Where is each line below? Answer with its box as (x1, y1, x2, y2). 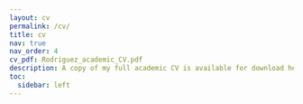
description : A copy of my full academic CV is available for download (9, 64, 284, 73)
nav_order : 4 (9, 47, 59, 56)
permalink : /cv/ (9, 22, 70, 31)
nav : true (9, 38, 47, 48)
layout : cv (9, 13, 50, 23)
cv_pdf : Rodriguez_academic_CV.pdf (9, 55, 143, 64)
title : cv (9, 30, 47, 39)
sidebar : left (17, 80, 70, 90)
